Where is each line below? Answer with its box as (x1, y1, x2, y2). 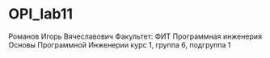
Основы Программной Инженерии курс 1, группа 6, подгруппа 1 (8, 39, 231, 49)
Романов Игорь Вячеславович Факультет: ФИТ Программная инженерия (8, 31, 263, 41)
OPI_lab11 (8, 5, 74, 23)
